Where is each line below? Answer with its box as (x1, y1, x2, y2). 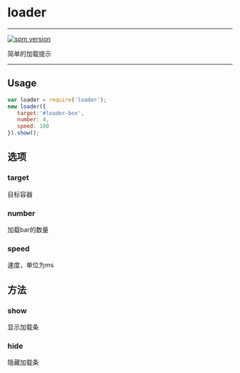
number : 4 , (16, 116, 50, 124)
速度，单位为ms (7, 261, 54, 269)
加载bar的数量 (7, 225, 49, 234)
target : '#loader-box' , (16, 109, 84, 116)
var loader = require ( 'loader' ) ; (7, 96, 107, 104)
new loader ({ (7, 103, 46, 110)
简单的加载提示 (7, 49, 51, 58)
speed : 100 (16, 123, 50, 130)
